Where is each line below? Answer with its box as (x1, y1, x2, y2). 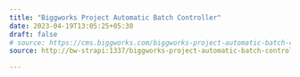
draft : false (9, 30, 58, 38)
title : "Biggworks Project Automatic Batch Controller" (9, 13, 221, 22)
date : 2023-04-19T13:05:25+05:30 (9, 21, 134, 30)
